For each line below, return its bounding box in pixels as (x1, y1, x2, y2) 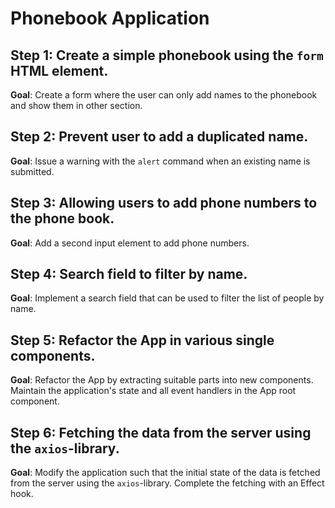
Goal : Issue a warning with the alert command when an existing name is (10, 155, 311, 167)
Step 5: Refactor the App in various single (10, 332, 275, 349)
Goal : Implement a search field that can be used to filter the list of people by (10, 292, 325, 304)
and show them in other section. (10, 100, 143, 111)
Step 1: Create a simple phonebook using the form (10, 47, 324, 64)
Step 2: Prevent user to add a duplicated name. (10, 128, 309, 146)
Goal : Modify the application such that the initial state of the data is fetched (10, 467, 321, 479)
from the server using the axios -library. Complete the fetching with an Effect (10, 477, 325, 489)
